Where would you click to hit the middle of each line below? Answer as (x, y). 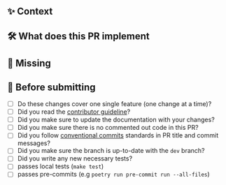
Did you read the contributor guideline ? (74, 112)
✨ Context (30, 12)
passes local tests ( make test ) (61, 166)
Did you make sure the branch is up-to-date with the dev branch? (111, 151)
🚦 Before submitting (51, 87)
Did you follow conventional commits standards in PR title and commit (118, 135)
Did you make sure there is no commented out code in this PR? (108, 128)
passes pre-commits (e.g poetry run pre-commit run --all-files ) (113, 175)
